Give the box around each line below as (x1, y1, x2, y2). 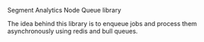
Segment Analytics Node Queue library (7, 6, 122, 14)
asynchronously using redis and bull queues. (7, 27, 138, 35)
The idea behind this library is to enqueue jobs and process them (7, 20, 197, 27)
